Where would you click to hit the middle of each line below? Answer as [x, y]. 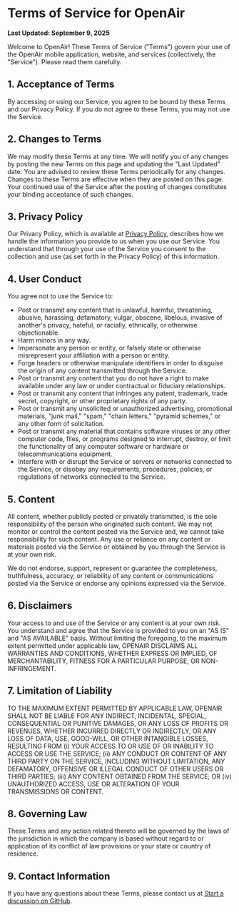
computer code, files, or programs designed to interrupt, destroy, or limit [124, 439]
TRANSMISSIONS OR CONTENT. [56, 791]
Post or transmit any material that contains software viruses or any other [124, 431]
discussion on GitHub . [40, 901]
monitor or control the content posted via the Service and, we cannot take [116, 532]
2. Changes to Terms [55, 140]
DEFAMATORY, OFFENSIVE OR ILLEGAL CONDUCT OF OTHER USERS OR [116, 769]
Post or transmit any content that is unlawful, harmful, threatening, [115, 310]
